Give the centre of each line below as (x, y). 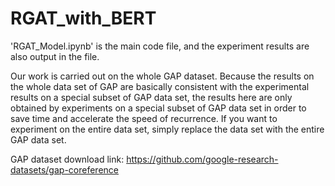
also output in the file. (55, 56)
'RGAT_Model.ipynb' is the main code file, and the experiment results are (160, 46)
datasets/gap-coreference (64, 169)
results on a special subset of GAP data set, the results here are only (151, 97)
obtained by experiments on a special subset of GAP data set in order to (158, 108)
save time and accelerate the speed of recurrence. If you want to (144, 118)
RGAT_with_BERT (83, 18)
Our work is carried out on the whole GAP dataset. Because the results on (162, 76)
